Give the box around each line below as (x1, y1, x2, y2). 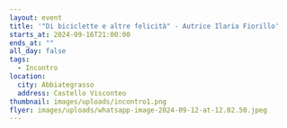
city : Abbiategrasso (17, 80, 94, 89)
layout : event (9, 13, 63, 23)
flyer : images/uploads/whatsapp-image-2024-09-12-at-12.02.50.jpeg (9, 105, 268, 114)
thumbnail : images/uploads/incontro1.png (9, 96, 167, 106)
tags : (9, 55, 30, 64)
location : (9, 72, 47, 81)
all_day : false (9, 47, 67, 56)
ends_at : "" (9, 38, 54, 48)
